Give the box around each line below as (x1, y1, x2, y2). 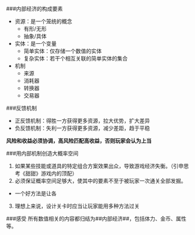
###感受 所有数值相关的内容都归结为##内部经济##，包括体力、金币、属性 (6, 215, 187, 222)
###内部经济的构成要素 (6, 5, 63, 12)
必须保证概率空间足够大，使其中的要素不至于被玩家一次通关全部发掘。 (14, 177, 187, 184)
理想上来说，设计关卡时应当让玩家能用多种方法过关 (14, 202, 140, 209)
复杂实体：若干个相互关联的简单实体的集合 (23, 55, 128, 62)
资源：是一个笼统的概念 (14, 18, 72, 25)
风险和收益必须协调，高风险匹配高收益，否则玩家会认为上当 (6, 137, 152, 144)
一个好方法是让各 (14, 190, 57, 197)
